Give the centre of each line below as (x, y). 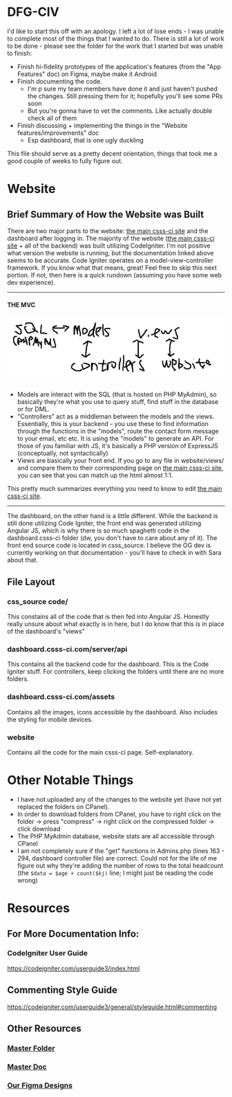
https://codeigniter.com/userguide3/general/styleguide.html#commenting (112, 1006)
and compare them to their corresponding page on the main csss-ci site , (120, 468)
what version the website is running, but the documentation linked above (110, 252)
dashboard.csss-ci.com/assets (61, 697)
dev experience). (31, 282)
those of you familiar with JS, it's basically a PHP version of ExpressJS (118, 446)
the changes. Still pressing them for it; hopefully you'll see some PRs (125, 96)
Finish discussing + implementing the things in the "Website (102, 125)
